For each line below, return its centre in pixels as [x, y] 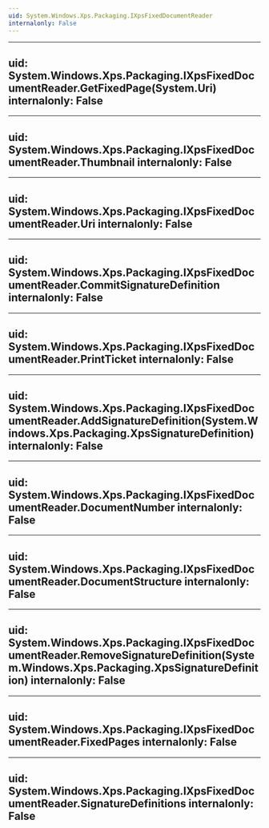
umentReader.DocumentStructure [95, 582]
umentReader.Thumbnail [72, 162]
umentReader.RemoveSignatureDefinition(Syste [131, 655]
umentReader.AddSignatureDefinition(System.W [133, 420]
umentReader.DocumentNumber [92, 507]
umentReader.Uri [52, 224]
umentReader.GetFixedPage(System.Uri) [112, 88]
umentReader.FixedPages [74, 742]
